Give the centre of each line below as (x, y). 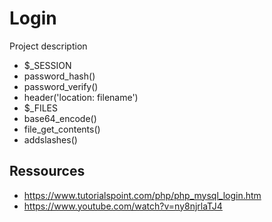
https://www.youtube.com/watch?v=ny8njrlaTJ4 (123, 206)
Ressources (47, 171)
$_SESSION (47, 65)
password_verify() (61, 86)
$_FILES (40, 108)
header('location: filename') (81, 97)
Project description (48, 46)
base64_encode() (60, 118)
